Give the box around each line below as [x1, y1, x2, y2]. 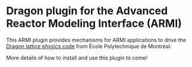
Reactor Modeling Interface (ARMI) [6, 17, 182, 30]
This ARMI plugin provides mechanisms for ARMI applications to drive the [6, 36, 186, 43]
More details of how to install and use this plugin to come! [6, 54, 147, 61]
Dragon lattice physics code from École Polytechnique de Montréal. [6, 43, 172, 50]
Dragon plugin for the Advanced [6, 4, 168, 18]
